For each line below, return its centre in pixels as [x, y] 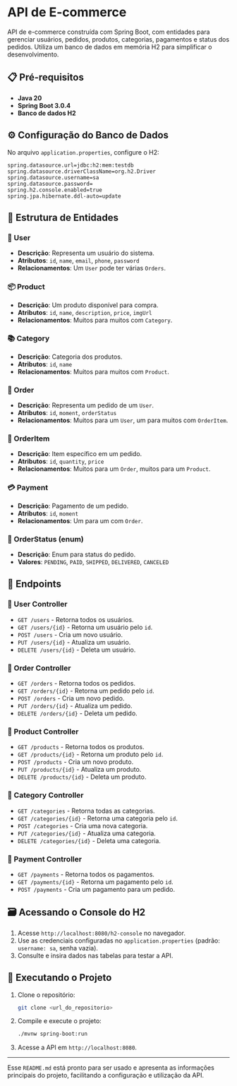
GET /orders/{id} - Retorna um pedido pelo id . [86, 691]
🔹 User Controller [37, 604]
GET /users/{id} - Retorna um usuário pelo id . [85, 627]
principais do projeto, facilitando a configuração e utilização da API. [106, 1075]
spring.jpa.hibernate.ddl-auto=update [64, 196]
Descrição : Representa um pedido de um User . [85, 405]
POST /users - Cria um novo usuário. [70, 634]
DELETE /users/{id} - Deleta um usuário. [77, 650]
